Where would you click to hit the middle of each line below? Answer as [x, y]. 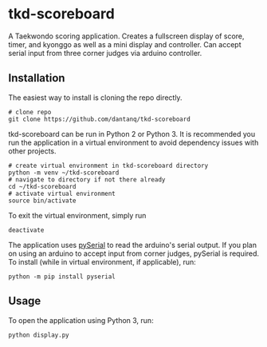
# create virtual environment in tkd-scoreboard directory [108, 166]
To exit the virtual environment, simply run [77, 215]
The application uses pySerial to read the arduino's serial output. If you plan [133, 245]
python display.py [39, 335]
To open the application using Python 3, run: [81, 320]
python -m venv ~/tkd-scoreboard [64, 173]
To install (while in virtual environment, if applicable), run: [102, 261]
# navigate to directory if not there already [87, 179]
